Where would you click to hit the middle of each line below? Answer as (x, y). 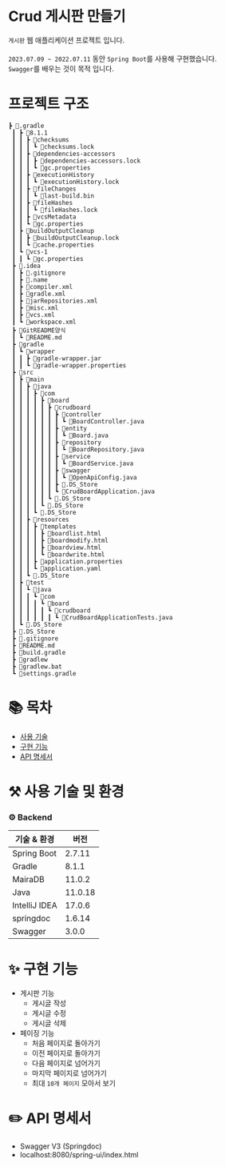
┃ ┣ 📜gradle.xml (39, 294)
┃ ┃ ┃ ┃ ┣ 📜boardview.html (57, 547)
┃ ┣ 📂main (28, 379)
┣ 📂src (23, 372)
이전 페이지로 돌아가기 (66, 1053)
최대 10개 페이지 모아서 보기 (73, 1083)
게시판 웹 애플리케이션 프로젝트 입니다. (67, 40)
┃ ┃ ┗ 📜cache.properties (53, 245)
